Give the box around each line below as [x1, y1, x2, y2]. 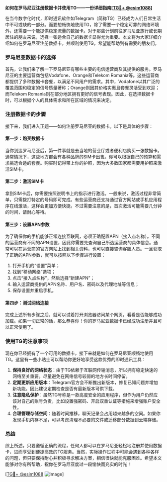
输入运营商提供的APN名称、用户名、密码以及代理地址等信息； [12, 281, 139, 288]
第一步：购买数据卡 [5, 135, 45, 141]
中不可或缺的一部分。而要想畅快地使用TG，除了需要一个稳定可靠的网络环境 [5, 22, 160, 27]
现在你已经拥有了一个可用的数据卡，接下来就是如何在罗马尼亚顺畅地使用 [5, 350, 153, 356]
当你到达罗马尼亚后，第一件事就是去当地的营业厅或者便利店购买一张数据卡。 [5, 147, 162, 153]
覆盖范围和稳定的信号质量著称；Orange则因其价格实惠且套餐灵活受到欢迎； [5, 85, 160, 91]
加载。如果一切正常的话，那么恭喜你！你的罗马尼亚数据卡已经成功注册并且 [5, 318, 158, 324]
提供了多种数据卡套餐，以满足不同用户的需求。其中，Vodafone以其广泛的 [9, 79, 160, 85]
